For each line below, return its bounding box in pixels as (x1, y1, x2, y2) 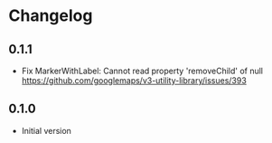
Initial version (21, 125, 71, 136)
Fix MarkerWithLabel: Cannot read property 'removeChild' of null (21, 65, 264, 76)
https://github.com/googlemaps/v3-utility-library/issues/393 (21, 75, 248, 86)
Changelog (8, 5, 93, 26)
